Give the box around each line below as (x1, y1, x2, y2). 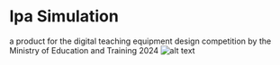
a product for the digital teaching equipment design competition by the (9, 36, 272, 46)
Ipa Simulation (9, 6, 119, 27)
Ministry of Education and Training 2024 (9, 45, 159, 55)
